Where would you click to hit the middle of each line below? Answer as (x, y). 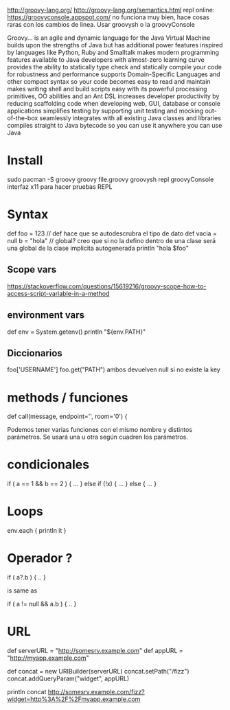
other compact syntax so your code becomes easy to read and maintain (109, 81)
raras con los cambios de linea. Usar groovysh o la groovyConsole (101, 24)
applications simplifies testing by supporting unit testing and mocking (105, 111)
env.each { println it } (37, 531)
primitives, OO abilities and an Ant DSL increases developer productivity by (113, 96)
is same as (22, 591)
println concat (27, 692)
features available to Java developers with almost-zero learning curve (106, 60)
